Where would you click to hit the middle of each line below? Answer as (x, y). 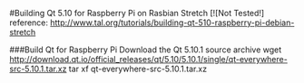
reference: (29, 23)
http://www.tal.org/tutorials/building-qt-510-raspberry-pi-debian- (172, 23)
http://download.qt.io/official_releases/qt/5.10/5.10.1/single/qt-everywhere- (148, 59)
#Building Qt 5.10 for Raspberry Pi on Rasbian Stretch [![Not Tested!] (137, 13)
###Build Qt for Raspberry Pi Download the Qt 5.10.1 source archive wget (146, 50)
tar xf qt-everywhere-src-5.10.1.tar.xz (137, 69)
